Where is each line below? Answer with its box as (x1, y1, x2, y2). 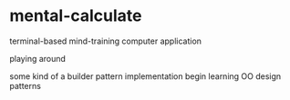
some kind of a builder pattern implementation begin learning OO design (9, 70, 282, 82)
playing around (9, 53, 67, 64)
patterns (9, 80, 41, 91)
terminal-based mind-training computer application (9, 35, 202, 46)
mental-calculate (9, 5, 142, 26)
